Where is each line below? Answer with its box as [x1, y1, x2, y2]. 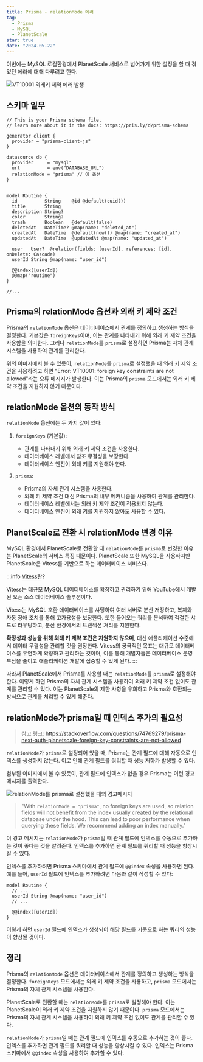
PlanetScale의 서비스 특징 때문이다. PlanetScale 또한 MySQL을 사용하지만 [12, 552, 190, 560]
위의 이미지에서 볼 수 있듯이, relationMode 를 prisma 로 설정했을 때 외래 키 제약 [6, 360, 191, 367]
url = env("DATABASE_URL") [12, 165, 105, 171]
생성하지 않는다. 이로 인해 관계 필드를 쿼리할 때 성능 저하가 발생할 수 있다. [22, 756, 196, 764]
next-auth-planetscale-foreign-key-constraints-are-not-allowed [21, 736, 181, 744]
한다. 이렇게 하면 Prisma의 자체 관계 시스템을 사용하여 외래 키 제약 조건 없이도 [6, 678, 190, 685]
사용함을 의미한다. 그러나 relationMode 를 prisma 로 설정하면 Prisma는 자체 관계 [6, 339, 194, 346]
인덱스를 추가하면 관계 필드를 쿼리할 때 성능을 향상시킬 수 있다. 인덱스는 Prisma [6, 1041, 193, 1049]
